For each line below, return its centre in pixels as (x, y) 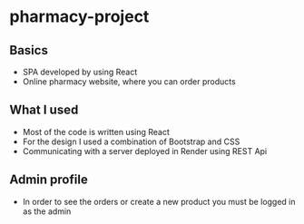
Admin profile (49, 180)
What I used (44, 110)
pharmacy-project (79, 17)
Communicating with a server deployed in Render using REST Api (145, 151)
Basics (29, 50)
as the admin (47, 211)
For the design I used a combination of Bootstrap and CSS (131, 141)
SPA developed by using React (80, 72)
